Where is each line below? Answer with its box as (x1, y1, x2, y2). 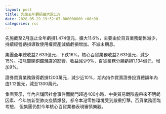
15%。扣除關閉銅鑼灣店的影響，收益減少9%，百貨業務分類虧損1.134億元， (5, 58, 157, 64)
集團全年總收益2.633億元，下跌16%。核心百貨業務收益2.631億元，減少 (5, 52, 149, 58)
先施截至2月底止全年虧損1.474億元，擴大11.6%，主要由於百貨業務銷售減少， (5, 35, 160, 41)
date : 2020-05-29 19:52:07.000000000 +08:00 (5, 16, 98, 21)
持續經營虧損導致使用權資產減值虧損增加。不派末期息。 (5, 41, 118, 47)
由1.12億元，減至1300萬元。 (5, 81, 61, 87)
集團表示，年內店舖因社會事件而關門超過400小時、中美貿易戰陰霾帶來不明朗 (5, 91, 161, 97)
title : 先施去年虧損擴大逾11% (5, 12, 61, 17)
